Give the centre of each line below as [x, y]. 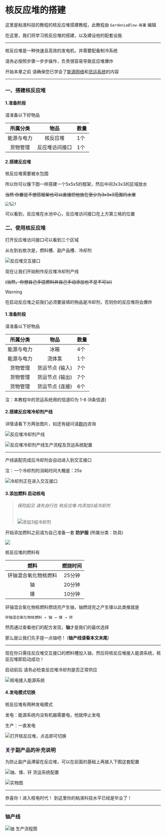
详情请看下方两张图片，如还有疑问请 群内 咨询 [51, 424]
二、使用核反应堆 [25, 228]
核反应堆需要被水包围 [27, 173]
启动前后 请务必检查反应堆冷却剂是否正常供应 [51, 669]
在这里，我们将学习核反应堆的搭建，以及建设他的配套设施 [63, 35]
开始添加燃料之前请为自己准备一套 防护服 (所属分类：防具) [64, 532]
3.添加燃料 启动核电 [25, 493]
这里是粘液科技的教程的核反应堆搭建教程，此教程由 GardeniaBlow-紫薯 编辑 [81, 25]
